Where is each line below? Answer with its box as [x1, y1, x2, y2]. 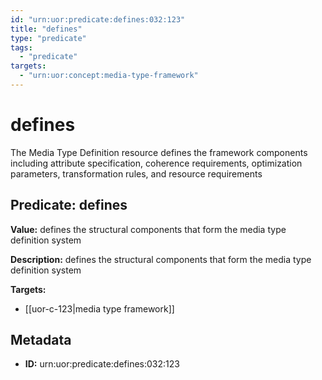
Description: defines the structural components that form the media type [10, 253, 312, 265]
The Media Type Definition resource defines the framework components [10, 146, 308, 158]
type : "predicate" [10, 33, 87, 43]
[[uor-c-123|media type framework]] [24, 302, 175, 315]
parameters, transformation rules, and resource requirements [10, 167, 263, 180]
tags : [10, 42, 33, 53]
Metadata [10, 332, 72, 349]
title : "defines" [10, 24, 83, 34]
